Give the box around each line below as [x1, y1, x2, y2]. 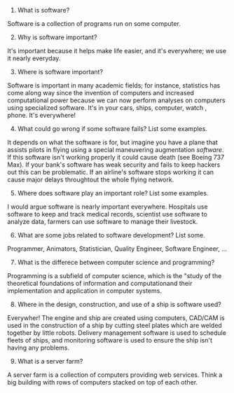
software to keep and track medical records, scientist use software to [7, 210, 208, 218]
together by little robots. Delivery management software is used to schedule [7, 329, 226, 337]
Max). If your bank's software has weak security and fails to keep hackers [7, 160, 221, 169]
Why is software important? [17, 33, 97, 41]
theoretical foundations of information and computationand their [7, 280, 193, 287]
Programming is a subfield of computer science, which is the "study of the [7, 272, 222, 280]
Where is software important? [17, 68, 104, 76]
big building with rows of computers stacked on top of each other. [7, 378, 198, 386]
